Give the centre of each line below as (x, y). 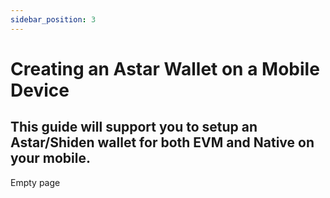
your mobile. (50, 158)
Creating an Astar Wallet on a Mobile (165, 68)
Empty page (35, 182)
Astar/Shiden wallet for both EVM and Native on (162, 142)
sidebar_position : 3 (53, 19)
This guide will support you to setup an (134, 127)
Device (40, 90)
